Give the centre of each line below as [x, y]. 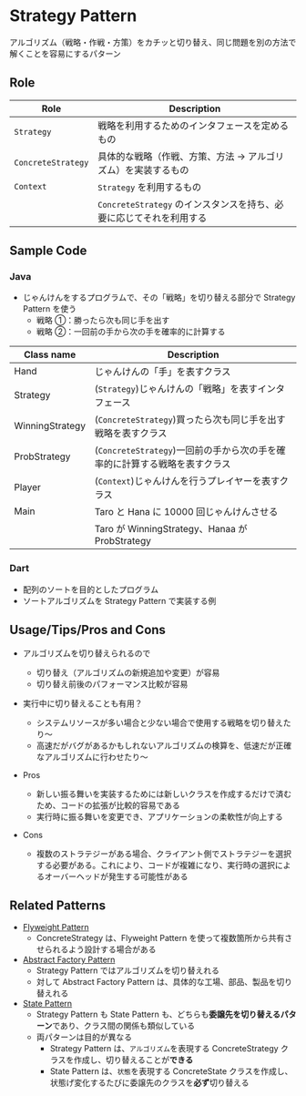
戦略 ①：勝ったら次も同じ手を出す [103, 321]
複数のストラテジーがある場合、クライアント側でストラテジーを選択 [164, 854]
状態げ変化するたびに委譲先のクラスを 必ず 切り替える [149, 1083]
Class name [50, 354]
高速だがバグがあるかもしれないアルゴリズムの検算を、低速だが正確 [164, 745]
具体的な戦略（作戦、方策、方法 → [171, 156]
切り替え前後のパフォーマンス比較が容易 [112, 683]
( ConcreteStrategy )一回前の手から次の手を [185, 450]
